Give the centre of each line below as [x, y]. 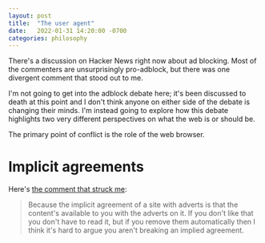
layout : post [30, 16]
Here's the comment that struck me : [68, 189]
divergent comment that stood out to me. [76, 78]
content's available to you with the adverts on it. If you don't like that [141, 213]
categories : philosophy [48, 38]
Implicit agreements [76, 167]
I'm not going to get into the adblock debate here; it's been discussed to [127, 94]
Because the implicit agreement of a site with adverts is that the [133, 205]
